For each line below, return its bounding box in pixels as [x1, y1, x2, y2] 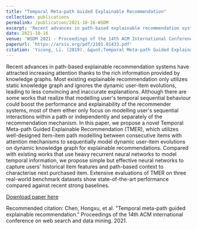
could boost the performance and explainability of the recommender [6, 101, 172, 108]
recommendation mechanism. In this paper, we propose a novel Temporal [6, 119, 184, 126]
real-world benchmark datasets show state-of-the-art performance [6, 175, 169, 182]
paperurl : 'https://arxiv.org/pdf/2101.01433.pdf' [6, 42, 133, 48]
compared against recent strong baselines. [6, 182, 110, 189]
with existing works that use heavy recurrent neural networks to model [6, 151, 177, 158]
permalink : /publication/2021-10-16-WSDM [6, 19, 109, 25]
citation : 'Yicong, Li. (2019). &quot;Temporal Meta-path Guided [6, 47, 169, 53]
